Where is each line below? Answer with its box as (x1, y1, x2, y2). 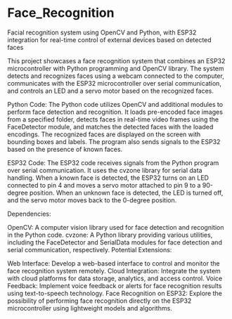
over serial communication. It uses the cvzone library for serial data (7, 166, 202, 174)
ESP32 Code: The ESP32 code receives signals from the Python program (7, 158, 219, 167)
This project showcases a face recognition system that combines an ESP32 (7, 56, 226, 65)
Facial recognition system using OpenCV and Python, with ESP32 (7, 28, 197, 37)
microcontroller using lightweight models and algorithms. (7, 304, 172, 312)
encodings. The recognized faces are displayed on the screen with (7, 130, 201, 138)
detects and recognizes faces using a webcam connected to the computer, (7, 72, 225, 80)
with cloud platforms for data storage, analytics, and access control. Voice (7, 274, 223, 282)
